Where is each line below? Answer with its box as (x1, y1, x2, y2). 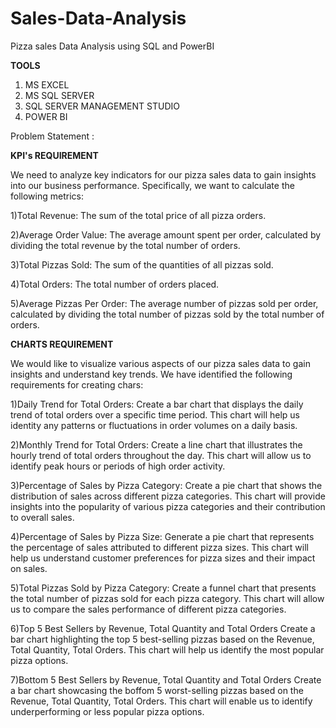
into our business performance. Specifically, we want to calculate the (10, 179, 295, 191)
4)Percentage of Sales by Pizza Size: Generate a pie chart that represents (10, 530, 315, 542)
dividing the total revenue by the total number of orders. (10, 239, 241, 251)
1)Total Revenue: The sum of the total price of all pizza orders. (10, 209, 267, 221)
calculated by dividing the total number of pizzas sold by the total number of (10, 308, 325, 320)
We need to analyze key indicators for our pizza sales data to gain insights (10, 168, 317, 181)
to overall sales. (10, 511, 75, 523)
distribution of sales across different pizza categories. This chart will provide (10, 490, 326, 502)
